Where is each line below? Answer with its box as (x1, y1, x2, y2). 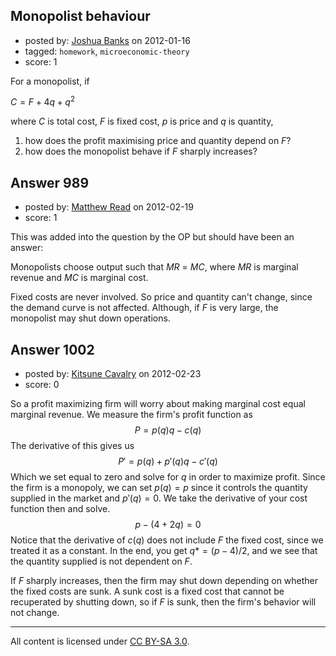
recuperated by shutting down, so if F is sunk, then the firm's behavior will (10, 596, 317, 608)
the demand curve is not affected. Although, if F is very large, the (10, 302, 279, 314)
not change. (10, 607, 60, 619)
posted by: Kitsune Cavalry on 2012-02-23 (24, 368, 202, 380)
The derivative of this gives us (10, 440, 135, 452)
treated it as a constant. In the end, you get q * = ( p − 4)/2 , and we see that (10, 545, 318, 557)
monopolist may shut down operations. (10, 312, 171, 324)
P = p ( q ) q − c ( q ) (134, 424, 202, 436)
